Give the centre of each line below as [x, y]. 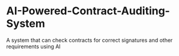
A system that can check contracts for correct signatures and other [89, 40]
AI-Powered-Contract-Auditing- [88, 11]
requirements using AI [34, 46]
